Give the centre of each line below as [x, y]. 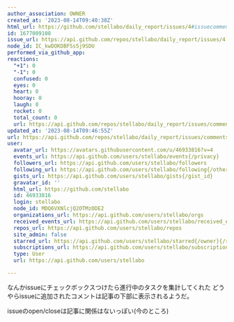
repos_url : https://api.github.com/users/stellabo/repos [98, 228]
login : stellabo [37, 202]
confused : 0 [31, 79]
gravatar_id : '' [37, 182]
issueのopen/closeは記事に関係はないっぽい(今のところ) [88, 311]
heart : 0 [26, 92]
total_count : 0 [36, 117]
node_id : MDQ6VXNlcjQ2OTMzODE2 [59, 209]
